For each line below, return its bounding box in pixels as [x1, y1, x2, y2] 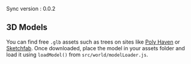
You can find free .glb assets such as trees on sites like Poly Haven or [6, 38, 180, 45]
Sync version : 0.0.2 [6, 5, 56, 12]
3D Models [6, 22, 48, 32]
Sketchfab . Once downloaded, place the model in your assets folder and [6, 44, 185, 51]
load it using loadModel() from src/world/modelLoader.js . [6, 51, 148, 58]
